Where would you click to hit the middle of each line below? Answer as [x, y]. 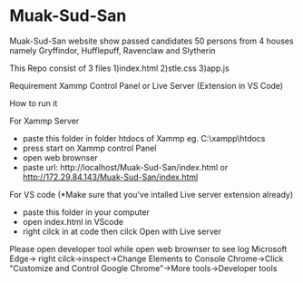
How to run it [34, 103]
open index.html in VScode [73, 221]
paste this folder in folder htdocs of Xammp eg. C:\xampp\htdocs [144, 138]
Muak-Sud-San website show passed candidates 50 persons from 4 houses [151, 41]
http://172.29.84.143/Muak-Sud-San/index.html [110, 177]
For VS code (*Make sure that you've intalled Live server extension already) [151, 194]
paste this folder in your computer [86, 212]
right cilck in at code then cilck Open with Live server [122, 231]
